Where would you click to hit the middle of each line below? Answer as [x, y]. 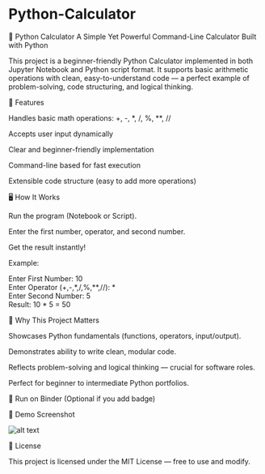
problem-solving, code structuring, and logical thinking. [101, 87]
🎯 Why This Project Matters [54, 320]
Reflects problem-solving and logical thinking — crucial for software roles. [132, 367]
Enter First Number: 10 [46, 278]
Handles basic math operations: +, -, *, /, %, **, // [90, 117]
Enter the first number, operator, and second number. [97, 231]
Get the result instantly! [47, 247]
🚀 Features [26, 102]
